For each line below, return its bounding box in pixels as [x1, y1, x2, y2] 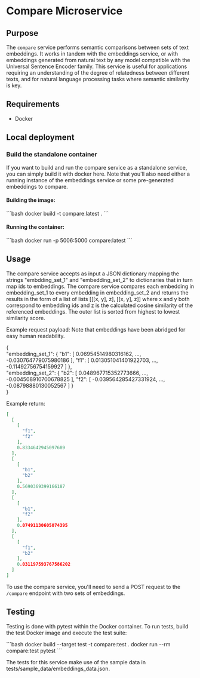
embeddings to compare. [6, 183, 69, 190]
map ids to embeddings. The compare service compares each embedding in [6, 283, 195, 290]
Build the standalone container [6, 151, 97, 159]
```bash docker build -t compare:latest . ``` [6, 210, 109, 217]
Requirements [6, 99, 60, 109]
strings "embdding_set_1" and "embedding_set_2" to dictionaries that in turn [6, 276, 193, 283]
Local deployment [6, 133, 75, 143]
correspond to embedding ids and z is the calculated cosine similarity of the [6, 302, 193, 309]
